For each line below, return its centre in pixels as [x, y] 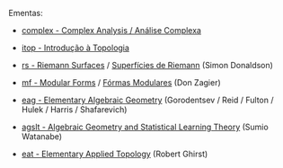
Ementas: [26, 13]
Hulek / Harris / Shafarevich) [74, 110]
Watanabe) [42, 137]
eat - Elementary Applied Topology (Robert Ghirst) [115, 154]
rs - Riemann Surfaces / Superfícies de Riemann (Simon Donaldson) [147, 65]
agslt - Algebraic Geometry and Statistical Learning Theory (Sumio [145, 127]
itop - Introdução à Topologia [75, 48]
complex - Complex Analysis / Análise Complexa [111, 30]
